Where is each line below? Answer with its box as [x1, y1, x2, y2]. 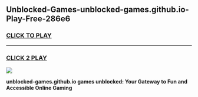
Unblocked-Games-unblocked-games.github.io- [6, 5, 190, 15]
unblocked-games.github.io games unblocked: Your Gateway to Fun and [6, 78, 187, 85]
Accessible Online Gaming [6, 84, 72, 91]
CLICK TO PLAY [6, 32, 52, 40]
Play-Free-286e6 [6, 14, 71, 24]
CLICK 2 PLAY [6, 53, 47, 62]
